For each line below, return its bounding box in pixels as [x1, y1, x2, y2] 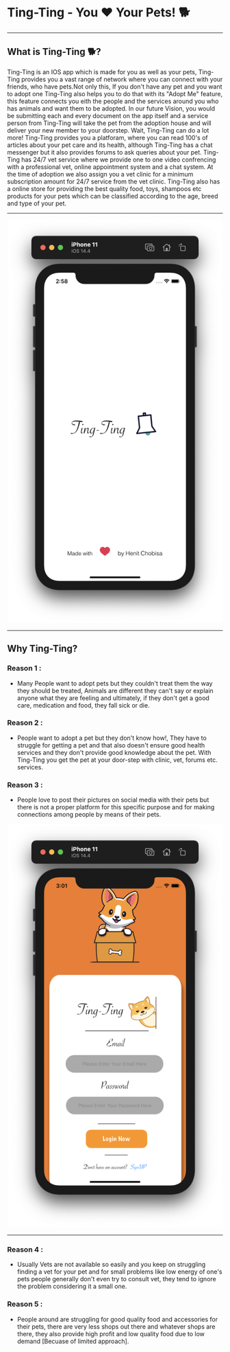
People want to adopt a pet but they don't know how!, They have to [16, 734, 207, 742]
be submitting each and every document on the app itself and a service [7, 111, 209, 120]
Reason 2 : [7, 718, 43, 728]
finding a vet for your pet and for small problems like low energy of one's [16, 1267, 222, 1276]
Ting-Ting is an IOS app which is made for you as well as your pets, [7, 67, 197, 76]
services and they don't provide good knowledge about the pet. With [16, 748, 212, 756]
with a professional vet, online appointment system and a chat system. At [7, 162, 214, 171]
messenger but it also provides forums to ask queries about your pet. [7, 148, 202, 156]
